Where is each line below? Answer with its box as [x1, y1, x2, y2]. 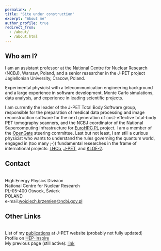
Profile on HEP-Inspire [5, 235, 49, 241]
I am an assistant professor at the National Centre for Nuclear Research [5, 65, 148, 71]
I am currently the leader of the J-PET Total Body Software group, [5, 104, 137, 110]
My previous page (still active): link [5, 240, 75, 246]
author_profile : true [5, 20, 49, 26]
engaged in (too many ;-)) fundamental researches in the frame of [5, 140, 137, 146]
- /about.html [9, 34, 38, 39]
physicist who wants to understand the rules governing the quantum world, [5, 135, 155, 141]
